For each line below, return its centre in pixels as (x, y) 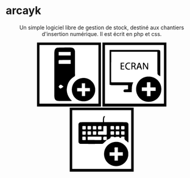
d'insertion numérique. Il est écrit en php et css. (102, 34)
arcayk (23, 11)
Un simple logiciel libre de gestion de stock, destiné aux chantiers (102, 27)
